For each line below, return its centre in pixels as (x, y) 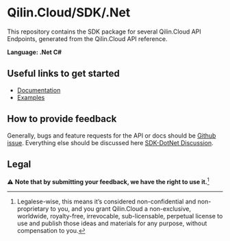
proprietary (33, 209)
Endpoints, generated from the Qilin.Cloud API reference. (87, 38)
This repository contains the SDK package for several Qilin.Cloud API (104, 31)
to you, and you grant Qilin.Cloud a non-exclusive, (121, 209)
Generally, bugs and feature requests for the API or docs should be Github (112, 136)
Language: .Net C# (35, 52)
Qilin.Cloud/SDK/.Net (69, 13)
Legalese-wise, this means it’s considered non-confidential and (106, 202)
